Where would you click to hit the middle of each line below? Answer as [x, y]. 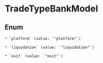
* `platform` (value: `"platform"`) [43, 38]
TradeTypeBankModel [51, 9]
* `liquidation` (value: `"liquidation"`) [49, 47]
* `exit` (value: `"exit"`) [34, 56]
